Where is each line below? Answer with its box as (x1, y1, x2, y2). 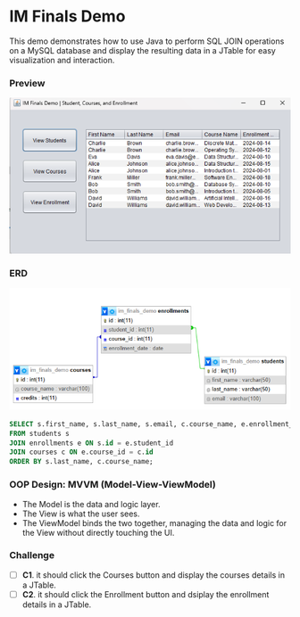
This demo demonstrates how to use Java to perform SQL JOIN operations (9, 36, 285, 46)
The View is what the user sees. (21, 508, 140, 519)
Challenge (9, 549, 55, 562)
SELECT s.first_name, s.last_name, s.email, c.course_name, (9, 419, 238, 429)
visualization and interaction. (9, 54, 115, 65)
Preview (9, 77, 46, 89)
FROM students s (9, 429, 70, 438)
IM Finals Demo (9, 6, 126, 27)
